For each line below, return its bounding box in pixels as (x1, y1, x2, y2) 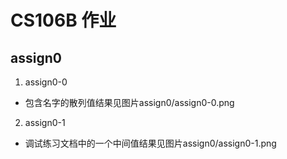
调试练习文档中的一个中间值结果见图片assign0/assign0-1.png (24, 137, 277, 149)
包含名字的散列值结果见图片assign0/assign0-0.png (24, 97, 235, 108)
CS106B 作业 (10, 9, 117, 32)
